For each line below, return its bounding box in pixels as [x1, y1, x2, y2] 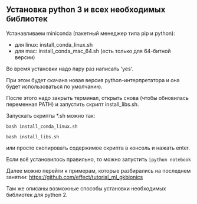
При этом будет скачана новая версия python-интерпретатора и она [6, 76, 180, 83]
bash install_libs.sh [6, 134, 60, 140]
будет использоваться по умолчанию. [6, 83, 103, 90]
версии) [14, 53, 35, 61]
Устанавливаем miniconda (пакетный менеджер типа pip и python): [6, 30, 175, 37]
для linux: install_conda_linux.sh [14, 41, 93, 48]
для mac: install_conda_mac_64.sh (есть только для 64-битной [14, 47, 171, 54]
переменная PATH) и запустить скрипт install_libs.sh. [6, 101, 139, 108]
